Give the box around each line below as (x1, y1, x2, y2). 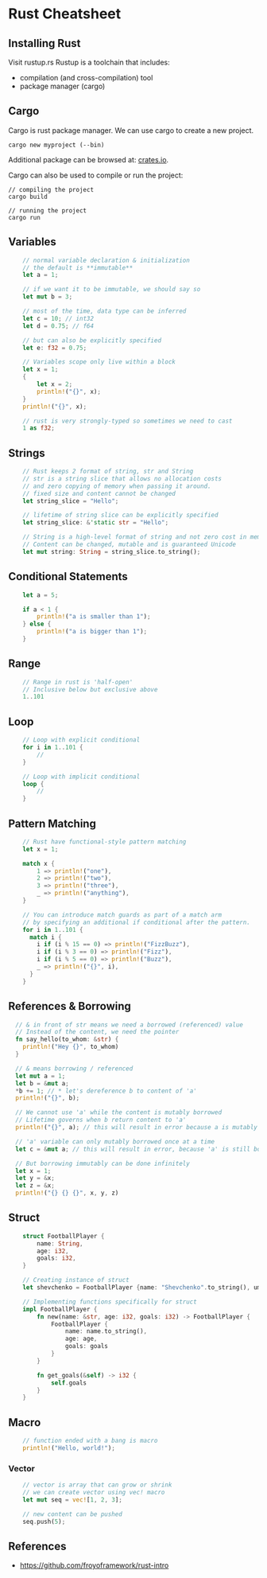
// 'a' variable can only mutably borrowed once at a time (15, 1137, 215, 1146)
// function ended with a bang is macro (22, 1437, 158, 1445)
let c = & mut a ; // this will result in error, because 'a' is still (15, 1145, 250, 1153)
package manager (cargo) (19, 81, 106, 91)
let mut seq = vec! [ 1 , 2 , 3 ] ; (22, 1495, 123, 1504)
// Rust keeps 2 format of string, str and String (22, 467, 194, 476)
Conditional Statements (8, 570, 129, 583)
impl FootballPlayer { (22, 1305, 98, 1313)
